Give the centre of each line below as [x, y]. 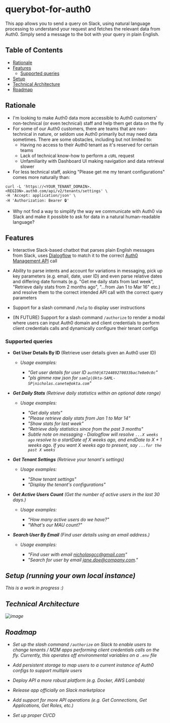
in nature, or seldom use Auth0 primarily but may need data [95, 134]
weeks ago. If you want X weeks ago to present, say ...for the [95, 445]
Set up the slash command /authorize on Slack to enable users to [82, 645]
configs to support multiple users [47, 671]
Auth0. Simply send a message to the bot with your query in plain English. [82, 34]
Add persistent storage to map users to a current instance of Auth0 [83, 665]
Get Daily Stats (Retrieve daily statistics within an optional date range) [87, 393]
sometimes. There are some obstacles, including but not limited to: [82, 139]
